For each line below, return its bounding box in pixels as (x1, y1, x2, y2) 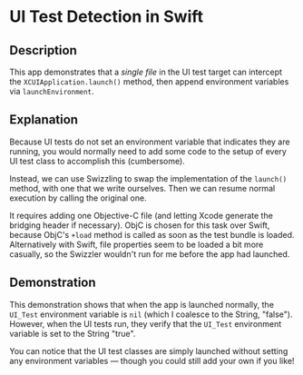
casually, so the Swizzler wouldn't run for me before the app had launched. (9, 248, 290, 260)
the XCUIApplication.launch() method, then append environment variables (9, 76, 289, 87)
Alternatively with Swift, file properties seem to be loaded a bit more (9, 239, 264, 250)
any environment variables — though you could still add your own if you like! (9, 355, 295, 366)
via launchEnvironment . (9, 86, 94, 96)
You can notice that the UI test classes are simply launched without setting (9, 345, 288, 356)
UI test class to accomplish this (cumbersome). (9, 155, 186, 166)
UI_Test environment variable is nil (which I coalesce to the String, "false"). (9, 309, 293, 320)
